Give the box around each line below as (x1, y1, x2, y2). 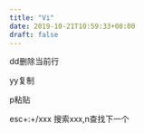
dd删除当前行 (9, 56, 60, 67)
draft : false (9, 30, 59, 39)
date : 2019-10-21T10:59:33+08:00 (9, 22, 136, 31)
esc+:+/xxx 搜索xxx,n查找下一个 (9, 114, 130, 125)
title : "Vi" (9, 13, 54, 23)
